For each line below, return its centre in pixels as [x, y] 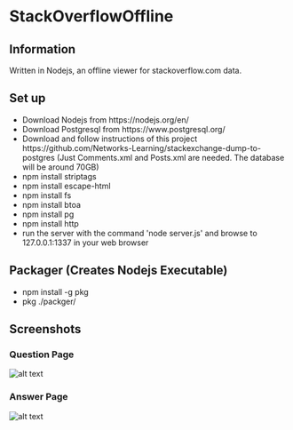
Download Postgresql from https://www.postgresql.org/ [123, 129]
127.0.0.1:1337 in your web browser [85, 243]
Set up [28, 98]
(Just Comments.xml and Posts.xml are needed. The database [170, 157]
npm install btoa [51, 204]
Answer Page [39, 397]
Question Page [42, 354]
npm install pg [48, 214]
